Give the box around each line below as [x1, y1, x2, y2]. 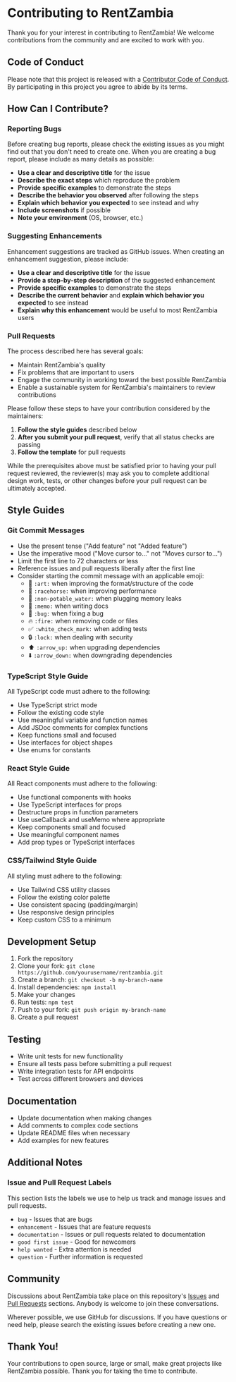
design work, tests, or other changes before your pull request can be [7, 477, 207, 485]
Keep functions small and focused [17, 731, 117, 740]
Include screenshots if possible [17, 206, 111, 214]
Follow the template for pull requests [17, 448, 126, 456]
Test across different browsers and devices [17, 1075, 144, 1083]
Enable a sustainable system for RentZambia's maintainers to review [17, 383, 216, 392]
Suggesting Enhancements [7, 231, 102, 241]
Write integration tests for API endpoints [17, 1067, 134, 1076]
